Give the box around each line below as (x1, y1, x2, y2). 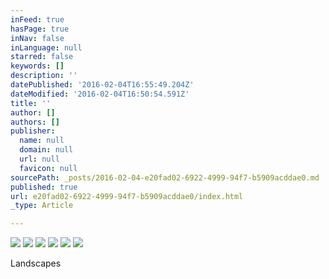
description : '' (10, 71, 78, 81)
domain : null (19, 145, 74, 155)
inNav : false (10, 33, 65, 43)
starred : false (10, 52, 74, 62)
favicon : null (19, 163, 78, 173)
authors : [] (10, 117, 60, 127)
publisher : (10, 126, 56, 136)
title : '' (10, 98, 52, 108)
